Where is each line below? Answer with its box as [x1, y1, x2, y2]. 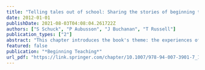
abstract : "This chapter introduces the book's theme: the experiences [6, 37, 192, 43]
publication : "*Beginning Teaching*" [6, 49, 103, 55]
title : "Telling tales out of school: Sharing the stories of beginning [6, 9, 195, 15]
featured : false [6, 43, 48, 49]
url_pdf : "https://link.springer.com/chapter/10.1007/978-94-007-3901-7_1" [6, 54, 203, 60]
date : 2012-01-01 [6, 15, 51, 21]
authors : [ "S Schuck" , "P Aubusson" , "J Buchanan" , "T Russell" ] [6, 26, 176, 32]
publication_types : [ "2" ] [6, 32, 72, 38]
